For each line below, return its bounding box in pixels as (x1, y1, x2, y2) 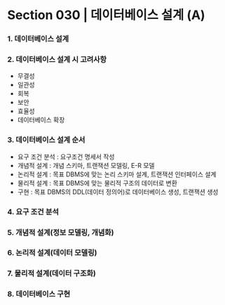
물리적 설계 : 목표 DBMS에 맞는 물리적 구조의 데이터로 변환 (17, 179, 177, 187)
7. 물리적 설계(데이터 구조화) (7, 268, 96, 278)
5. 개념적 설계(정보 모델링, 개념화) (7, 227, 114, 237)
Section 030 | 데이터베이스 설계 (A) (7, 7, 205, 23)
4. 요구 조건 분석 (7, 207, 60, 216)
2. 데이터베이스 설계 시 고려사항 (7, 55, 107, 65)
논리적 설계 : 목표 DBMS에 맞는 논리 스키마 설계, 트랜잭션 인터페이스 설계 (17, 170, 217, 179)
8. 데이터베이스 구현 (7, 290, 71, 299)
